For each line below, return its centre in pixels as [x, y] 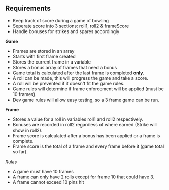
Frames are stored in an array [43, 51]
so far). [20, 151]
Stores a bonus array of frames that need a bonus [65, 67]
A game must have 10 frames [43, 171]
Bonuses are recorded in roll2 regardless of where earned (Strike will [85, 124]
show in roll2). [27, 130]
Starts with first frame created [44, 56]
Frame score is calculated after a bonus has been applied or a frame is [86, 135]
